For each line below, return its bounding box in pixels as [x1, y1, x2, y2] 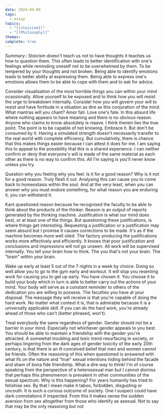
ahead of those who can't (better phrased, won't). [5, 310, 107, 316]
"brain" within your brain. [5, 254, 56, 260]
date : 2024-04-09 [5, 7, 41, 12]
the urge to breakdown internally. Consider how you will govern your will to [5, 99, 157, 105]
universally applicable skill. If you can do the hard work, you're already [5, 305, 149, 311]
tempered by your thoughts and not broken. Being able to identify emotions [5, 68, 158, 74]
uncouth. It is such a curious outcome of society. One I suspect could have [5, 387, 157, 393]
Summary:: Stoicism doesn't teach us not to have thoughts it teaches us [5, 53, 151, 59]
